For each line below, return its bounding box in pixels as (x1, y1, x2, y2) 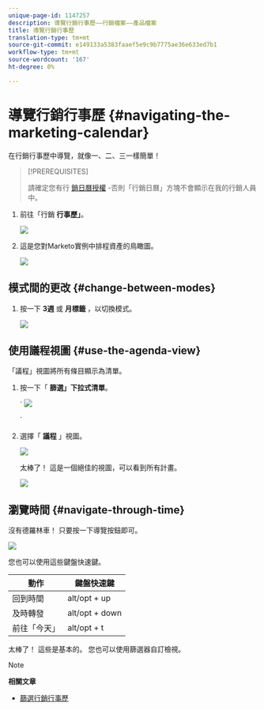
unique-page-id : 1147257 (8, 11, 90, 20)
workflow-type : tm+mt (8, 48, 80, 56)
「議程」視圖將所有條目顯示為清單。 (8, 366, 126, 376)
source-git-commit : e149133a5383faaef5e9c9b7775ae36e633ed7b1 (8, 41, 217, 49)
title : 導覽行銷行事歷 (8, 26, 75, 34)
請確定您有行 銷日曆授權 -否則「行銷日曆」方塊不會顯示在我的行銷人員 (27, 182, 257, 192)
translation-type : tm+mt (8, 33, 90, 42)
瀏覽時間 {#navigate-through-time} (8, 503, 185, 517)
